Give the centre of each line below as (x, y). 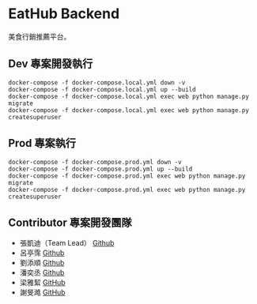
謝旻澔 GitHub (42, 292)
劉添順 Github (42, 263)
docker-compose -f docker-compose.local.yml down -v (97, 83)
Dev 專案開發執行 (51, 64)
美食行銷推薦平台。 (40, 36)
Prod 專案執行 (42, 143)
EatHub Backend (64, 14)
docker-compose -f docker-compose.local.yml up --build (102, 89)
